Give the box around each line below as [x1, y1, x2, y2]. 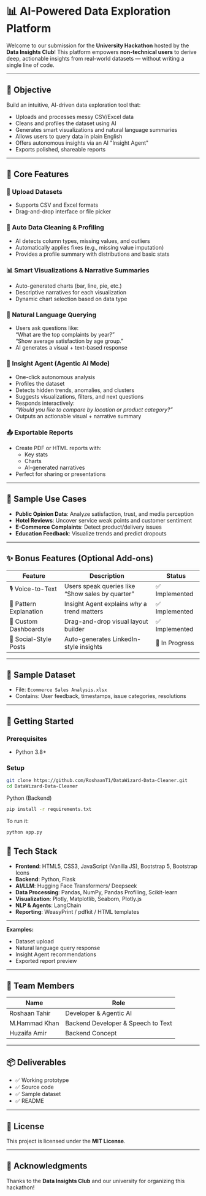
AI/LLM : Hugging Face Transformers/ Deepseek [15, 882, 137, 889]
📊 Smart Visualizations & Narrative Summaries [6, 266, 150, 274]
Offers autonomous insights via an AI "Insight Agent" [15, 139, 149, 147]
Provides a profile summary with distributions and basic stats [15, 250, 170, 258]
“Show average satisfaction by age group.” [15, 337, 124, 345]
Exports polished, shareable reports [15, 145, 106, 153]
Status [166, 571, 186, 580]
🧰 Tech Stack [6, 846, 58, 857]
